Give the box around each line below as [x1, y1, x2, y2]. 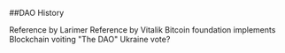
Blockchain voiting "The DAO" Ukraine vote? [9, 34, 171, 44]
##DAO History [9, 8, 65, 18]
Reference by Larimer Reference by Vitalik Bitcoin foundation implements [9, 25, 276, 34]
